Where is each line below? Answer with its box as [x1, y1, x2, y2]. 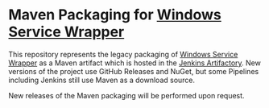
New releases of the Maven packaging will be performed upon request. [8, 90, 245, 100]
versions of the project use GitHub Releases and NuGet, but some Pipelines [8, 66, 259, 76]
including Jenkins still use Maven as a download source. [8, 75, 196, 85]
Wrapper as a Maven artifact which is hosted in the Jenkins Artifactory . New [8, 58, 262, 68]
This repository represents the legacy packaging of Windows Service [8, 49, 238, 59]
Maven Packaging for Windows [8, 6, 221, 24]
